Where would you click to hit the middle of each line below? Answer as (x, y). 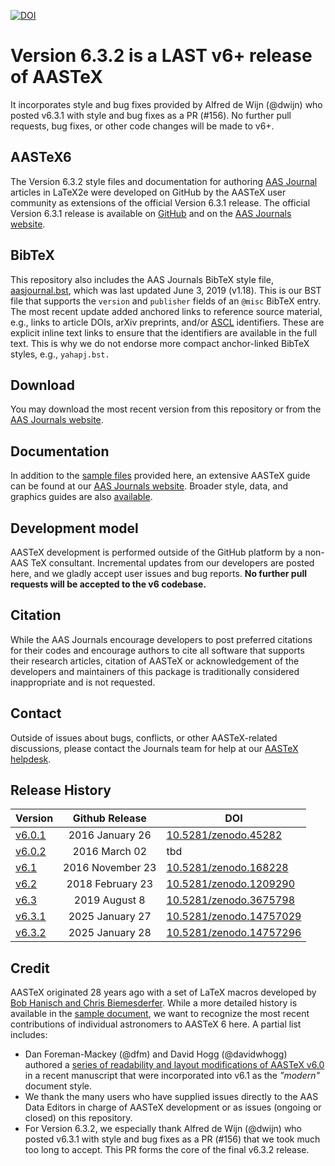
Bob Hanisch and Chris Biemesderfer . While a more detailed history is (154, 1003)
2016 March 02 (110, 852)
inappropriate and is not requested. (83, 682)
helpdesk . (31, 759)
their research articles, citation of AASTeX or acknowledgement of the (155, 661)
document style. (58, 1086)
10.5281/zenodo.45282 (224, 835)
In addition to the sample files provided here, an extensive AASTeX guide (160, 476)
